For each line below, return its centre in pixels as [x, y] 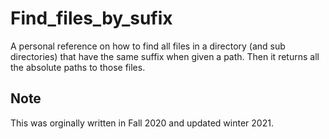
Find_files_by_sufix [91, 18]
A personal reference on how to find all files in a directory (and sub [148, 46]
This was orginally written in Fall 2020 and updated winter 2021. [142, 123]
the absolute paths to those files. [78, 67]
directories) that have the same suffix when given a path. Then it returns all [165, 56]
